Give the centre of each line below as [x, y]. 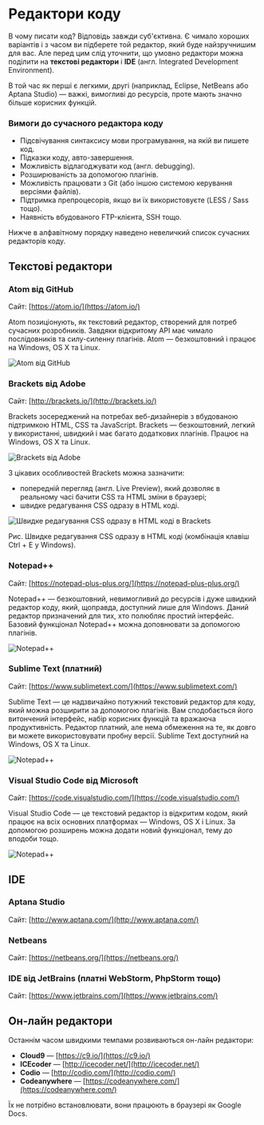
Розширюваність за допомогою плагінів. [89, 175]
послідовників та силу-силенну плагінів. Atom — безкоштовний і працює [132, 339]
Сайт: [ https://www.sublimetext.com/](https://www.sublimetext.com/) [123, 686]
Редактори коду [65, 14]
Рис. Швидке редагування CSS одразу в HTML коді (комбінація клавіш [129, 537]
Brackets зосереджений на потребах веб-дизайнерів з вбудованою [123, 417]
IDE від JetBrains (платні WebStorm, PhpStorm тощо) [115, 979]
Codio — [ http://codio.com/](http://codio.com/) [98, 1073]
